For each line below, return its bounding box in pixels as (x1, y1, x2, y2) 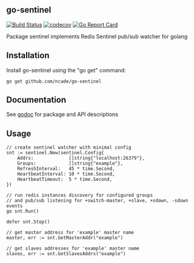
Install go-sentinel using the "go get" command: (6, 66, 126, 73)
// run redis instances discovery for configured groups (6, 193, 153, 199)
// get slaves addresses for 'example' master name (6, 245, 139, 251)
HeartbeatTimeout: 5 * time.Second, (17, 176, 113, 183)
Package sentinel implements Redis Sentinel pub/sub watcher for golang (6, 33, 188, 40)
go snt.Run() (6, 208, 39, 214)
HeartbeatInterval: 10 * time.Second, (17, 171, 115, 177)
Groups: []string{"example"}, (17, 160, 123, 166)
